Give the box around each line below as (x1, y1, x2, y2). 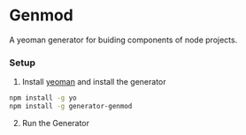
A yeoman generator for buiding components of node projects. (9, 34, 238, 45)
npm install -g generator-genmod (9, 102, 133, 111)
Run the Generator (21, 117, 90, 128)
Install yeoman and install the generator (21, 77, 166, 87)
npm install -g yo (9, 94, 77, 102)
